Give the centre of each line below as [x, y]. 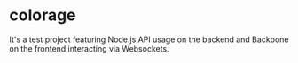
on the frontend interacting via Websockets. [90, 48]
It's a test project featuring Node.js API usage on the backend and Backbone [149, 39]
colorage [43, 15]
